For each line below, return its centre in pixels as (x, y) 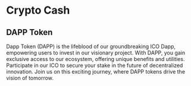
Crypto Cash (38, 10)
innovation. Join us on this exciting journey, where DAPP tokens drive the (96, 71)
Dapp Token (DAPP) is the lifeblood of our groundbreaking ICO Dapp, (91, 46)
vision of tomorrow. (30, 78)
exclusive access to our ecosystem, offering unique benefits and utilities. (95, 59)
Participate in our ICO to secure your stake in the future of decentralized (95, 65)
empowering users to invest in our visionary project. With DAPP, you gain (96, 53)
